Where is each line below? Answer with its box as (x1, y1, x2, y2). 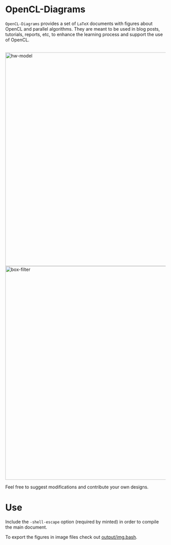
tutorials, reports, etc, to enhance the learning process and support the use (5, 31, 163, 37)
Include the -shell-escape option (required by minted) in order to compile (5, 518, 159, 525)
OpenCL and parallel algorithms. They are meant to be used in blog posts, (5, 26, 160, 32)
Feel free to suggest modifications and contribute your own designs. (5, 484, 149, 490)
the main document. (5, 524, 47, 530)
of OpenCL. (5, 37, 30, 43)
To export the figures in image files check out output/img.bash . (5, 534, 137, 540)
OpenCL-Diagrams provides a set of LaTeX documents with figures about (5, 20, 153, 27)
